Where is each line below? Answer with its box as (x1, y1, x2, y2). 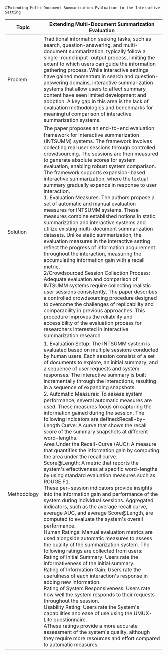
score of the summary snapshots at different (43, 428, 148, 435)
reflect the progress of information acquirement (43, 244, 156, 251)
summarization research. (43, 332, 102, 339)
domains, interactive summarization (69, 79, 153, 86)
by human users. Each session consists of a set (43, 353, 155, 359)
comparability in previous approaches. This (43, 307, 145, 314)
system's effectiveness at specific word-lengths (43, 466, 158, 472)
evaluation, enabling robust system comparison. (43, 163, 156, 170)
